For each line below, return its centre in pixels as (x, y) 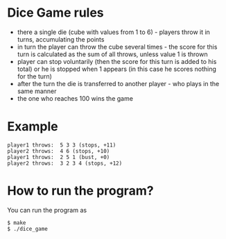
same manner (37, 91)
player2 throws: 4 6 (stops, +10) (59, 151)
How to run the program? (80, 191)
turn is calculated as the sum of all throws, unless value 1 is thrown (112, 54)
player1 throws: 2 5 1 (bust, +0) (59, 157)
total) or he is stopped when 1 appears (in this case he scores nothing (117, 69)
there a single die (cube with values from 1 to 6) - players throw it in (113, 32)
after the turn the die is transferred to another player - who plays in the (118, 83)
